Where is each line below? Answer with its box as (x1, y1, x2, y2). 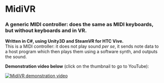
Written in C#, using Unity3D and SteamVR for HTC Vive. (5, 38, 124, 44)
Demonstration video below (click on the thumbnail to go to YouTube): (5, 63, 149, 69)
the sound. (5, 54, 27, 60)
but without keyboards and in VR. (5, 27, 87, 34)
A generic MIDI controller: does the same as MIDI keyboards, (5, 21, 154, 28)
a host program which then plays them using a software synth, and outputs (5, 49, 158, 55)
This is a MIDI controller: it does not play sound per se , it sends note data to (5, 43, 159, 50)
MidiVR (5, 3, 36, 15)
